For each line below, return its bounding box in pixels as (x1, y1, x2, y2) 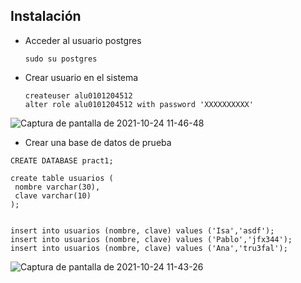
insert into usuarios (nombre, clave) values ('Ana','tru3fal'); (10, 243, 288, 253)
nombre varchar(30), (14, 182, 101, 192)
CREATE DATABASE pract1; (10, 155, 114, 166)
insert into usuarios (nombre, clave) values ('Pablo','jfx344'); (10, 234, 293, 244)
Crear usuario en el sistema (24, 71, 139, 83)
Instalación (10, 8, 82, 25)
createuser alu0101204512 (24, 90, 133, 101)
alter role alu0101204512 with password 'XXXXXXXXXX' (24, 99, 254, 109)
